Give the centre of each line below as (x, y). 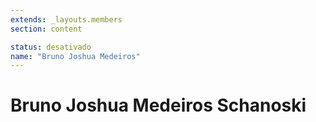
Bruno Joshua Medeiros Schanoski (158, 105)
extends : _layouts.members (66, 19)
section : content (46, 29)
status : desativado (51, 47)
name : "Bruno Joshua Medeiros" (75, 56)
